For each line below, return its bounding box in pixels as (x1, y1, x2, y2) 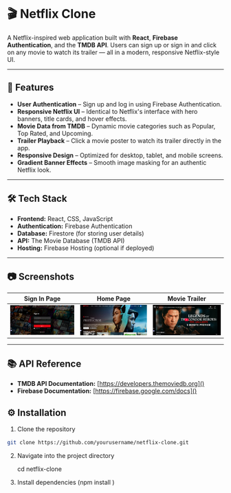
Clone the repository (16, 425, 76, 433)
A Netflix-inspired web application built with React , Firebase (7, 33, 179, 42)
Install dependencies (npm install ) (16, 478, 115, 486)
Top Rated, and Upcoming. (16, 129, 93, 137)
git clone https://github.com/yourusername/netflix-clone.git (7, 439, 189, 446)
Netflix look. (16, 165, 52, 174)
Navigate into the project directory (16, 451, 115, 459)
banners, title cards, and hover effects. (16, 115, 127, 123)
